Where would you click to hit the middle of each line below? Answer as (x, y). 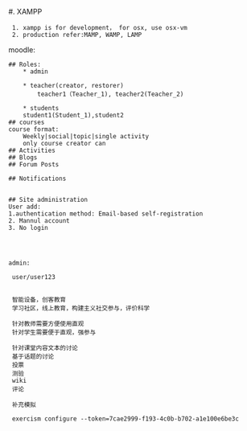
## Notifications (37, 179)
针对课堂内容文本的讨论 (45, 348)
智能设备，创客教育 (39, 300)
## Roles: (25, 64)
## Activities (32, 150)
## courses (27, 122)
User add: (25, 207)
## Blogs (23, 158)
